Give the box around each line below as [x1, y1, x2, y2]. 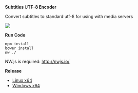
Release [5, 68, 22, 74]
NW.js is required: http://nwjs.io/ [5, 58, 70, 64]
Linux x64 [12, 77, 33, 83]
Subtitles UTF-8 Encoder [5, 4, 57, 10]
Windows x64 [12, 83, 40, 88]
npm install [5, 41, 29, 46]
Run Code [5, 32, 26, 38]
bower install [5, 46, 34, 51]
